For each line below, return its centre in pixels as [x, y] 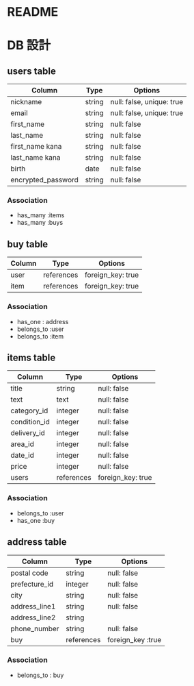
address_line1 [33, 606]
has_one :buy [36, 520]
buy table [28, 244]
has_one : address [43, 321]
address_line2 [33, 617]
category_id [29, 411]
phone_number [35, 628]
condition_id [30, 422]
